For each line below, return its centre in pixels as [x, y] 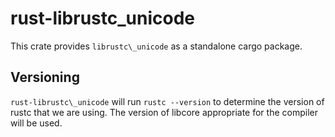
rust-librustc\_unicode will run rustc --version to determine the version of [167, 101]
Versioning [45, 77]
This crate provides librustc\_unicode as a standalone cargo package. [156, 46]
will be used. [36, 123]
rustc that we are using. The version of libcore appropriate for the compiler [164, 112]
